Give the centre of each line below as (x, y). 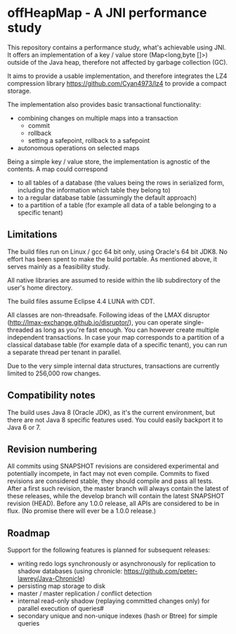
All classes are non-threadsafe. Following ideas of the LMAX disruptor (109, 315)
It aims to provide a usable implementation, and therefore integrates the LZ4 (117, 76)
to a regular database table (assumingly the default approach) (107, 198)
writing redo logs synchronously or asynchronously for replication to (117, 564)
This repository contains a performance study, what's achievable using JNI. (117, 47)
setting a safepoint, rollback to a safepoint (89, 140)
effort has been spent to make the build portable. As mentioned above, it (112, 259)
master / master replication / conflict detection (85, 594)
